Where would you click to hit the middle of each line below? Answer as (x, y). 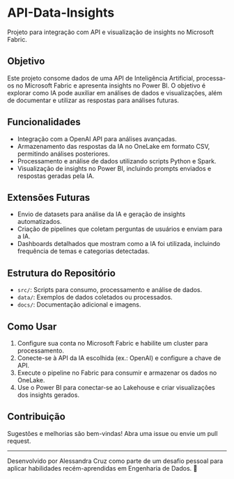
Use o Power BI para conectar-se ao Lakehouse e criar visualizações (116, 388)
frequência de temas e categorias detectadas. (83, 251)
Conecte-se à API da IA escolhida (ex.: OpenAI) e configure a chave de (119, 358)
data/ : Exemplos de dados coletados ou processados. (95, 298)
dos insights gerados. (48, 395)
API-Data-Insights (61, 13)
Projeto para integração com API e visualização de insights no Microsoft (111, 32)
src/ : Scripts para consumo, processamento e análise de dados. (110, 290)
